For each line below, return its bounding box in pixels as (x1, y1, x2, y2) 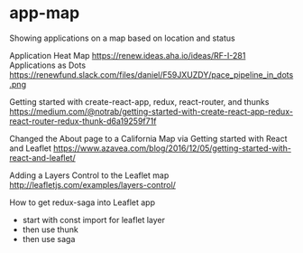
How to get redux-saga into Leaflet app (9, 197, 156, 208)
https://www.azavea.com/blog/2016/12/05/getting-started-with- (52, 143, 291, 154)
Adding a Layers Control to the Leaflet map (9, 170, 170, 181)
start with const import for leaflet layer (22, 214, 165, 225)
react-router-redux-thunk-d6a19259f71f (9, 116, 157, 126)
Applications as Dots (9, 60, 87, 70)
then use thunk (22, 224, 78, 235)
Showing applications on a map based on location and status (9, 33, 236, 43)
